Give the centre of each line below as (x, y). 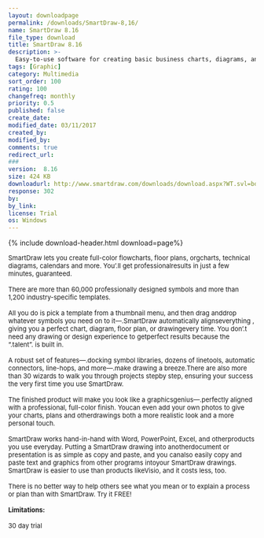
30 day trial (25, 526)
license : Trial (33, 213)
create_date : (29, 118)
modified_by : (29, 140)
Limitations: (27, 510)
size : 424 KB (29, 177)
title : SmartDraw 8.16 (45, 45)
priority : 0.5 (31, 103)
